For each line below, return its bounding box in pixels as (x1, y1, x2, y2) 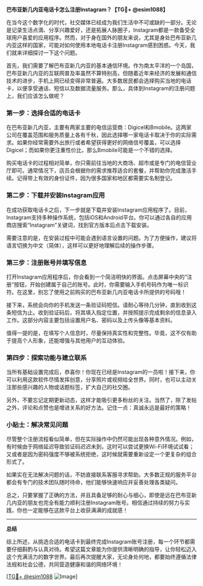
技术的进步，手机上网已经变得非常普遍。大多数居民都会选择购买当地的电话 (6, 77, 192, 84)
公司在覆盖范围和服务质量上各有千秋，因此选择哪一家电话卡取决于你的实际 (6, 132, 192, 139)
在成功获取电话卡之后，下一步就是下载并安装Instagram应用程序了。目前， (6, 206, 190, 213)
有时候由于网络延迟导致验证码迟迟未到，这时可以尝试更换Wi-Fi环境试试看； (6, 443, 195, 450)
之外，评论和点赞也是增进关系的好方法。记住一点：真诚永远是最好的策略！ (6, 404, 192, 411)
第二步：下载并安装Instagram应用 (6, 191, 105, 199)
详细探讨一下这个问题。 (22, 49, 80, 56)
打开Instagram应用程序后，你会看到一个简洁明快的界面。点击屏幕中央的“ (6, 273, 187, 281)
